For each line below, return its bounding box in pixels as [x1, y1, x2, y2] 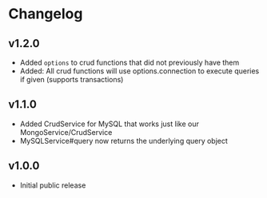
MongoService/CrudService [19, 127, 113, 137]
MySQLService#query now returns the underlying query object [19, 136, 228, 145]
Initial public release [19, 180, 86, 190]
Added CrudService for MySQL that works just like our [19, 119, 200, 129]
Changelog [8, 5, 83, 23]
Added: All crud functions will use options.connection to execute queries [19, 66, 260, 76]
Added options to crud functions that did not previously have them [19, 57, 240, 67]
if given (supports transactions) [19, 75, 124, 84]
